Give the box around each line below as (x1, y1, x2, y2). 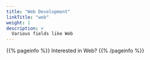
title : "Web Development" (6, 8, 70, 15)
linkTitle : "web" (6, 14, 49, 20)
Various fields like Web (11, 31, 73, 37)
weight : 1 (6, 20, 31, 26)
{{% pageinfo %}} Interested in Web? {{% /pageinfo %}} (6, 47, 145, 54)
